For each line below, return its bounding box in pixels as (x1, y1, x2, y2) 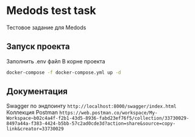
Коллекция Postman (6, 109, 58, 116)
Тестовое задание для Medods (6, 24, 87, 31)
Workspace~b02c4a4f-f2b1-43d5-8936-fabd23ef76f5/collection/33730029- (6, 115, 190, 122)
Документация (6, 86, 68, 97)
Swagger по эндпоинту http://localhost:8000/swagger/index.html (6, 102, 177, 110)
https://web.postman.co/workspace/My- (59, 110, 158, 116)
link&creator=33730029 (6, 126, 64, 132)
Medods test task (6, 4, 96, 18)
